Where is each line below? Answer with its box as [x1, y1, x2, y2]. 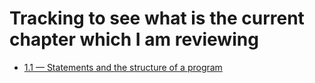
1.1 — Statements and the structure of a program [23, 61, 223, 73]
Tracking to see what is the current [9, 7, 305, 30]
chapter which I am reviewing [9, 28, 259, 51]
